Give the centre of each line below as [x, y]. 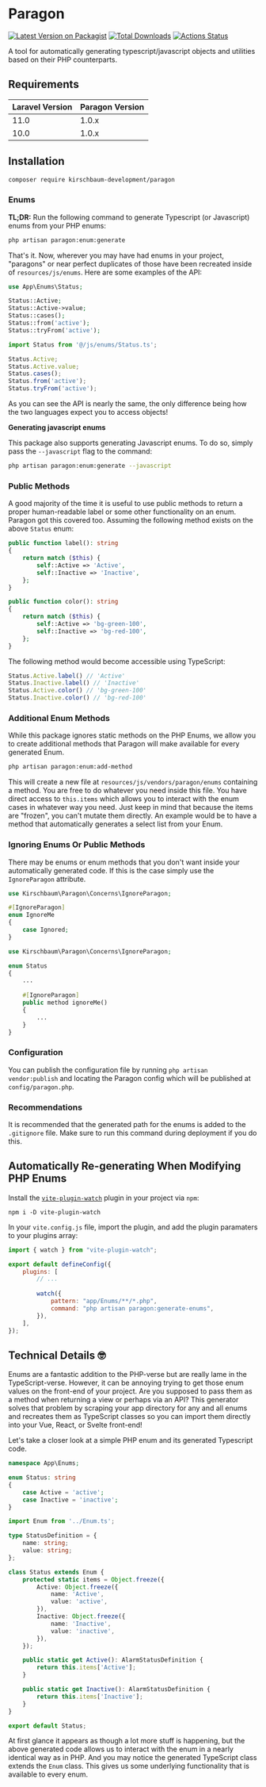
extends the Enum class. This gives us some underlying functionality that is [129, 1766]
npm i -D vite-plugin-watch [55, 1212]
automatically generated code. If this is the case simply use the [111, 870]
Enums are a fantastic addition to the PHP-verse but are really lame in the [128, 1375]
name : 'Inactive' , [81, 1624]
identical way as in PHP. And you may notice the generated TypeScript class [133, 1758]
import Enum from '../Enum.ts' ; [61, 1521]
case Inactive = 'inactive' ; [70, 1500]
